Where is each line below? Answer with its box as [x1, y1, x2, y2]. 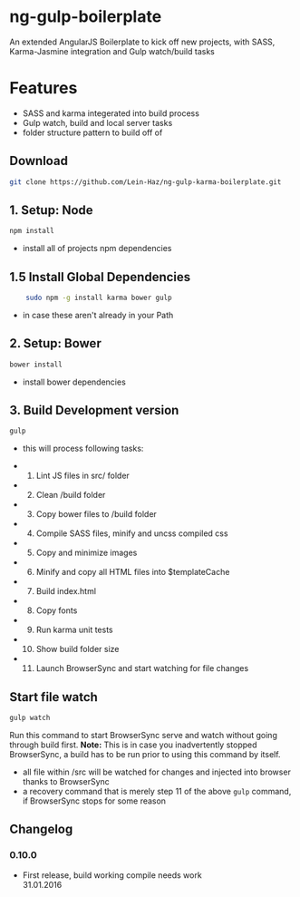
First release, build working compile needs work [22, 869, 202, 881]
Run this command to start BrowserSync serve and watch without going [9, 730, 278, 740]
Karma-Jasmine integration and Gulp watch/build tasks [9, 45, 215, 56]
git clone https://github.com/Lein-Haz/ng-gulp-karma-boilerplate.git [9, 177, 282, 187]
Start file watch [9, 689, 98, 705]
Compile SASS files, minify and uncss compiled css [35, 528, 228, 539]
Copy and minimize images [35, 547, 138, 559]
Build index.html [35, 586, 97, 597]
